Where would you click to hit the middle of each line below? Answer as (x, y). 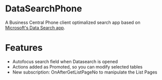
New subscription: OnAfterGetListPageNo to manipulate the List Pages (85, 72)
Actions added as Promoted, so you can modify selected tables (78, 67)
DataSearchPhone (44, 9)
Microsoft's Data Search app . (35, 27)
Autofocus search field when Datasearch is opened (65, 61)
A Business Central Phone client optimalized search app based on (73, 22)
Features (24, 48)
